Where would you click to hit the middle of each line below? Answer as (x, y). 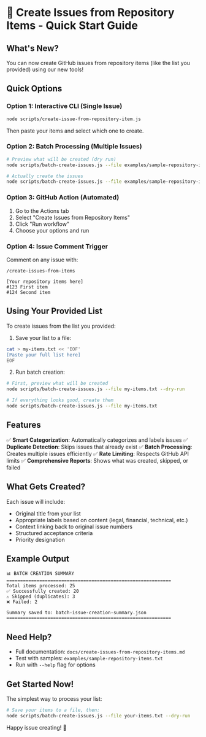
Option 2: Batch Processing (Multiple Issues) (74, 147)
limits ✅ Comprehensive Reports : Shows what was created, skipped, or (97, 460)
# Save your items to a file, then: (53, 710)
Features (24, 425)
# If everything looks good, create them (60, 400)
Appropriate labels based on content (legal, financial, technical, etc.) (101, 520)
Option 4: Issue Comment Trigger (57, 246)
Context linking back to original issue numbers (74, 527)
